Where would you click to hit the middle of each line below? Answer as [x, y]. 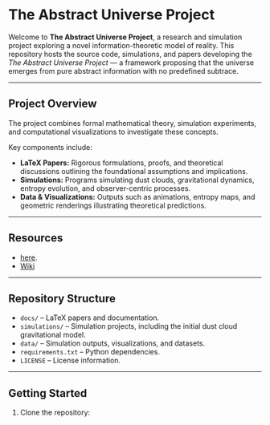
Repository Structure [62, 298]
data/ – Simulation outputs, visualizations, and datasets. [112, 343]
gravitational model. [53, 335]
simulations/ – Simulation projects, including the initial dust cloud [129, 326]
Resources [36, 238]
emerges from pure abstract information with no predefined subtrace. [123, 71]
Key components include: [50, 147]
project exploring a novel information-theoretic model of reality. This [121, 45]
